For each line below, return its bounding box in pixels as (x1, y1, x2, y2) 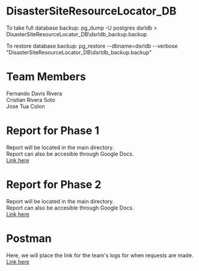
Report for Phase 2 (6, 178, 102, 191)
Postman (6, 231, 52, 245)
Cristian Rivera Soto (6, 96, 55, 103)
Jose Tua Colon (6, 103, 45, 110)
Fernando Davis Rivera (6, 89, 63, 97)
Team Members (6, 70, 86, 84)
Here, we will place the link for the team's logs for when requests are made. (6, 252, 194, 259)
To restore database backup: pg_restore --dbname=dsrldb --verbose (6, 42, 178, 49)
